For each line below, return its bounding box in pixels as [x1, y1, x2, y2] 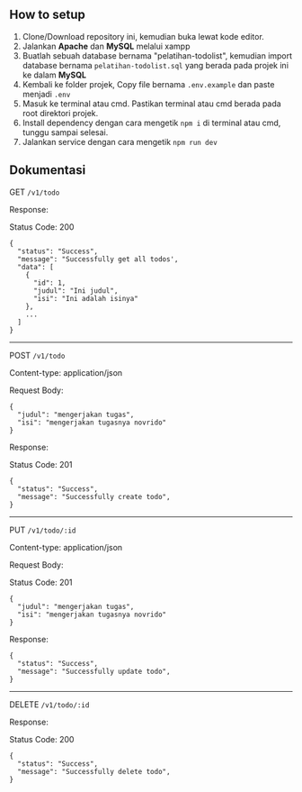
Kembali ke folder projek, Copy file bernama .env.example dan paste [22, 78, 275, 89]
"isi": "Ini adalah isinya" [32, 294, 139, 303]
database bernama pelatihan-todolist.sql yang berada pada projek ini [22, 59, 289, 70]
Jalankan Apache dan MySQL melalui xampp [22, 41, 191, 51]
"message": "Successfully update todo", [17, 667, 171, 676]
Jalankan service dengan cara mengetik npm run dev [22, 136, 218, 147]
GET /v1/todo [9, 187, 60, 197]
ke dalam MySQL [22, 69, 87, 80]
